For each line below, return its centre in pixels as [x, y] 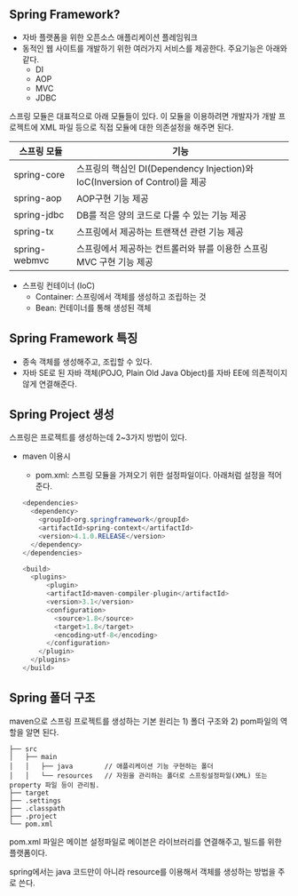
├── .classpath [37, 808]
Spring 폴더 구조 [52, 698]
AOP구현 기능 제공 [113, 198]
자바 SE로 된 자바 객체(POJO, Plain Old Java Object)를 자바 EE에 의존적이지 [155, 372]
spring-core [39, 174]
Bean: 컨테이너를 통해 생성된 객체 [93, 308]
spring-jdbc [39, 214]
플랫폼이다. [28, 852]
